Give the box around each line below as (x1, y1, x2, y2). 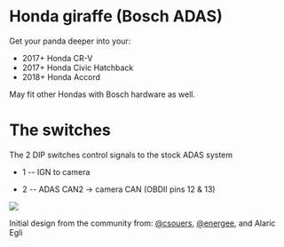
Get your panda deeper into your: (9, 36, 131, 46)
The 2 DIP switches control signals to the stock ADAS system (9, 149, 233, 160)
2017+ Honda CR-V (21, 52, 93, 63)
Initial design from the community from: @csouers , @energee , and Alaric (9, 218, 276, 228)
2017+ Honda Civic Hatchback (21, 62, 134, 73)
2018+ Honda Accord (21, 71, 100, 82)
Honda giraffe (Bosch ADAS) (9, 6, 224, 27)
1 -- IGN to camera (21, 166, 91, 177)
